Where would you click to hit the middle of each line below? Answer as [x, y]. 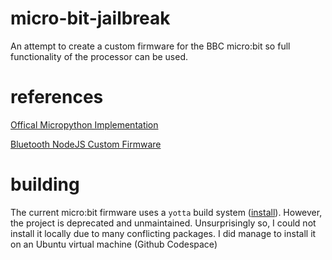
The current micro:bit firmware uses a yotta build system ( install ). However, [166, 212]
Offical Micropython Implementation [84, 124]
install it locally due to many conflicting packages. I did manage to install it [163, 233]
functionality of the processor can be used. [99, 56]
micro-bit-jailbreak [90, 18]
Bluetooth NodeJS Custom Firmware [86, 144]
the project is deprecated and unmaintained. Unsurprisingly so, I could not [163, 223]
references [57, 97]
